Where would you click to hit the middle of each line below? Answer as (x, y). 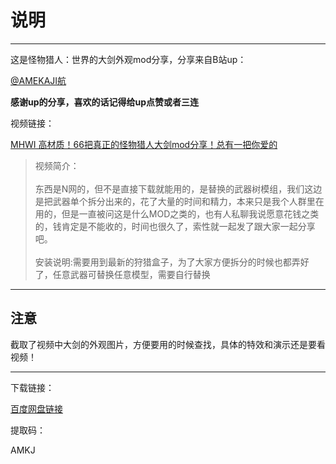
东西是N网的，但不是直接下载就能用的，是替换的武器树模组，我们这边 (178, 188)
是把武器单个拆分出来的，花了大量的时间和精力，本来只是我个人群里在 (179, 201)
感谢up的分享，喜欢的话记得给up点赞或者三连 (105, 102)
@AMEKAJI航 (38, 80)
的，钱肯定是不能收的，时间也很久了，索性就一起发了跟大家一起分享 (175, 226)
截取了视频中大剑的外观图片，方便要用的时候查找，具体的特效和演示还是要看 (168, 344)
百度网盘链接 (36, 408)
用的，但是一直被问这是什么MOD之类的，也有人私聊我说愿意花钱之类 (177, 213)
